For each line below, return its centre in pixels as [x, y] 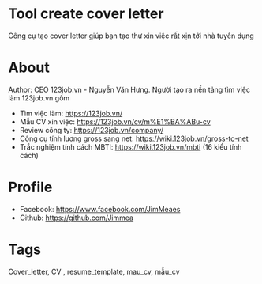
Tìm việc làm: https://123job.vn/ [71, 113]
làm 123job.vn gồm [39, 98]
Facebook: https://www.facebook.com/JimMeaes [100, 209]
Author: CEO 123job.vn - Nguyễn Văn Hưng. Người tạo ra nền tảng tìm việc [129, 89]
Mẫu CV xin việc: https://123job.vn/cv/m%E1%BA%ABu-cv [115, 121]
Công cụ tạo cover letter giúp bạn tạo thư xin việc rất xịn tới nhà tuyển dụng [131, 36]
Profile [30, 187]
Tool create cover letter [86, 14]
